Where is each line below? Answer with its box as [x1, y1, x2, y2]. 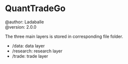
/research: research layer [12, 48, 63, 54]
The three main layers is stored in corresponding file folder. [5, 33, 124, 39]
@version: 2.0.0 [5, 24, 37, 30]
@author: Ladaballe [5, 19, 44, 25]
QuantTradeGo [5, 3, 66, 14]
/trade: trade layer [12, 53, 48, 59]
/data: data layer [12, 43, 45, 48]
